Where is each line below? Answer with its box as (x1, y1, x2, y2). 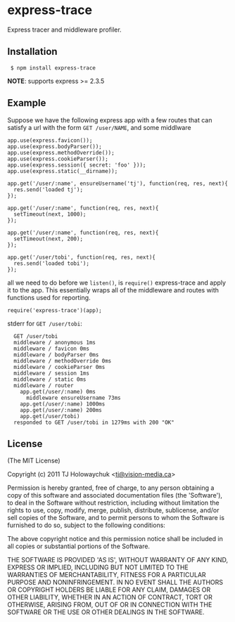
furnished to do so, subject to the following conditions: (7, 521, 165, 529)
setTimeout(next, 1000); (13, 210, 87, 218)
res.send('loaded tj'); (13, 186, 83, 193)
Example (7, 97, 46, 109)
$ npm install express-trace (10, 64, 96, 72)
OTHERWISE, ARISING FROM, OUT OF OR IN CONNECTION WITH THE (7, 600, 212, 609)
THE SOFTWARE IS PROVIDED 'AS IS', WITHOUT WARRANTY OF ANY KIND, (7, 556, 229, 564)
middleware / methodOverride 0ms (13, 357, 112, 364)
